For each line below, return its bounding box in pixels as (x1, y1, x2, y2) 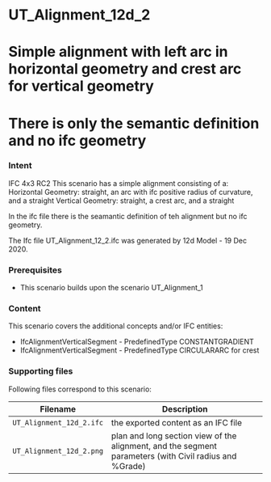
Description (161, 403, 208, 414)
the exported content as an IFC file (111, 416, 243, 428)
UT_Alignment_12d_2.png (12, 446, 104, 455)
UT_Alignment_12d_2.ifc (12, 418, 104, 427)
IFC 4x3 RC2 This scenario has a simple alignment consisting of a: (8, 178, 229, 188)
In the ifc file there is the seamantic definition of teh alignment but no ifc (8, 211, 248, 221)
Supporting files (8, 366, 73, 377)
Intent (8, 160, 32, 171)
